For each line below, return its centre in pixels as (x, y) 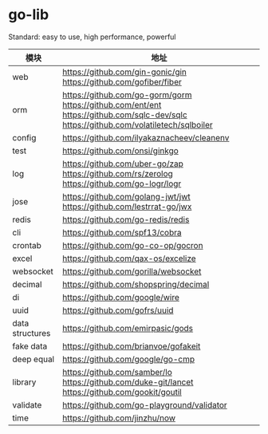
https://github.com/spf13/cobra (122, 232)
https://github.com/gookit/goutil (122, 392)
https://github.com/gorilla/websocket (132, 271)
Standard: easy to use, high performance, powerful (93, 37)
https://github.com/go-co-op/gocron (133, 245)
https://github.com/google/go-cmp (129, 359)
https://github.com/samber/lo (118, 372)
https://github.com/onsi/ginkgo (121, 151)
